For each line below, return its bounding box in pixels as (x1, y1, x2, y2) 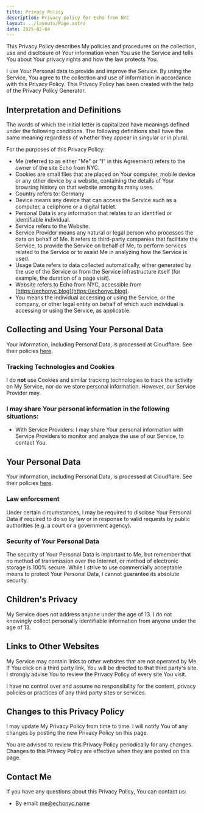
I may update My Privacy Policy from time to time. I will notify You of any (6, 723, 188, 730)
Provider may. (6, 389, 41, 397)
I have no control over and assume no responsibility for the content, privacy (6, 682, 196, 690)
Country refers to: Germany (15, 190, 85, 197)
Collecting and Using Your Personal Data (6, 324, 163, 335)
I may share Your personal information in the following (6, 404, 170, 413)
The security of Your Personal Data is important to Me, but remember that (6, 550, 191, 558)
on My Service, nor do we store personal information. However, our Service (6, 383, 196, 390)
